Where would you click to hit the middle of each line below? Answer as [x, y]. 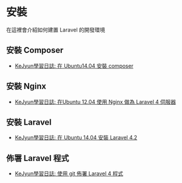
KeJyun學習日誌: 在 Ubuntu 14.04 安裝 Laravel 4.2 [76, 138]
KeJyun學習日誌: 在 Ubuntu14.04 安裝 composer [74, 65]
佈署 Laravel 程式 [38, 158]
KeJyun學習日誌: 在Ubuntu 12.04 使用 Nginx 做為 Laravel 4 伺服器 [95, 102]
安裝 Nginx [26, 86]
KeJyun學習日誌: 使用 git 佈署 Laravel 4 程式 [69, 173]
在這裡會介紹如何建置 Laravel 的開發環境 [56, 30]
